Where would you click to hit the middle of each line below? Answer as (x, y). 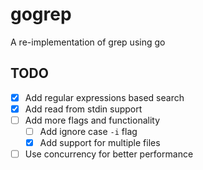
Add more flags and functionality (92, 120)
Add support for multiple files (100, 142)
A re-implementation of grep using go (88, 42)
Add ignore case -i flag (88, 131)
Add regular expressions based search (104, 97)
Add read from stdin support (83, 109)
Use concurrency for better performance (109, 154)
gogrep (41, 14)
